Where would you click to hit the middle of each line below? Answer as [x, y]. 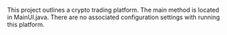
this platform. [26, 24]
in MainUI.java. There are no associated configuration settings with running [113, 17]
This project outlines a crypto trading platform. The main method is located [113, 10]
